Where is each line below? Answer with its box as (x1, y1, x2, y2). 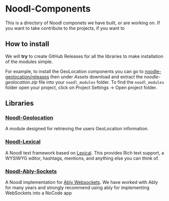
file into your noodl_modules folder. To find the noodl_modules (38, 79, 164, 85)
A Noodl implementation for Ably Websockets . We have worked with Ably (5, 179, 158, 185)
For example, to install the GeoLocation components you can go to (5, 68, 144, 74)
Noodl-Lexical (5, 138, 41, 145)
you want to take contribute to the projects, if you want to (5, 25, 125, 31)
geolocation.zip (5, 79, 38, 85)
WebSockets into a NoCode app (5, 190, 72, 196)
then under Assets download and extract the (50, 74, 143, 80)
